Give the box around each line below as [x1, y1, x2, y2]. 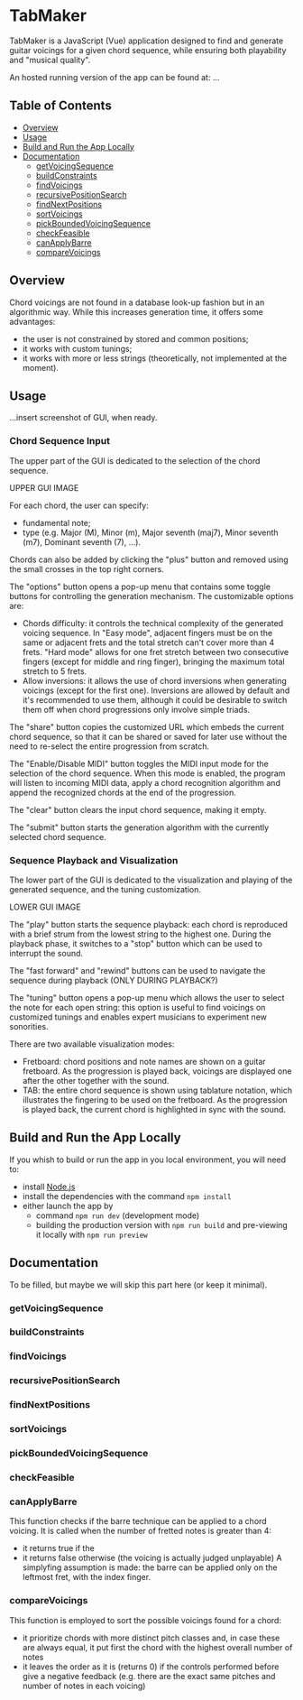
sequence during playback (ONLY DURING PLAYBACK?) [9, 975, 218, 985]
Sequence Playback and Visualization [9, 854, 179, 866]
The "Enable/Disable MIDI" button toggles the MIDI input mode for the [9, 758, 269, 769]
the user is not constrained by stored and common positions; [22, 333, 249, 344]
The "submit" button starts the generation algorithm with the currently [9, 822, 270, 833]
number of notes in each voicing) [22, 1680, 146, 1691]
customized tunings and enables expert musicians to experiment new [9, 1012, 268, 1022]
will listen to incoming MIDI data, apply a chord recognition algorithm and [9, 777, 281, 788]
